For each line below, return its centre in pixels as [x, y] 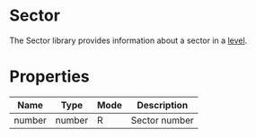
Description [163, 105]
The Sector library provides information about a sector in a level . [128, 40]
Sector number [163, 120]
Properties [49, 77]
